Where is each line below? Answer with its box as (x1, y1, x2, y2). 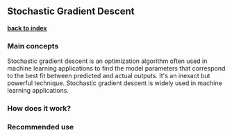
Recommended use (7, 122, 74, 131)
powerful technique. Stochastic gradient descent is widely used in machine (7, 79, 222, 87)
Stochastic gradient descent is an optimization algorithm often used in (7, 57, 208, 65)
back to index (7, 24, 47, 32)
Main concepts (7, 41, 59, 51)
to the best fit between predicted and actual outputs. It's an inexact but (7, 72, 210, 80)
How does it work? (7, 104, 72, 113)
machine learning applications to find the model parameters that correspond (7, 64, 226, 73)
